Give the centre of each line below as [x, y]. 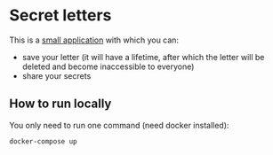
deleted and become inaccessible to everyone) [108, 66]
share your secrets [56, 75]
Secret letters [60, 15]
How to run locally [60, 104]
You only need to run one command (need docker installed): [119, 125]
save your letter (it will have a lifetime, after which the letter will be [143, 57]
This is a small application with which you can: [94, 40]
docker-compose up [43, 141]
